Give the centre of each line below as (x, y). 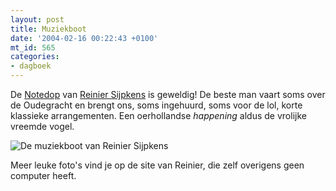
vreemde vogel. (42, 126)
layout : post (37, 19)
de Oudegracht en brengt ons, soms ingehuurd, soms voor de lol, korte (156, 105)
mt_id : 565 (33, 47)
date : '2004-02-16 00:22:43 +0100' (84, 38)
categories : (35, 57)
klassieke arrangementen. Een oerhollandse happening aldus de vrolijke (158, 115)
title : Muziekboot (48, 29)
